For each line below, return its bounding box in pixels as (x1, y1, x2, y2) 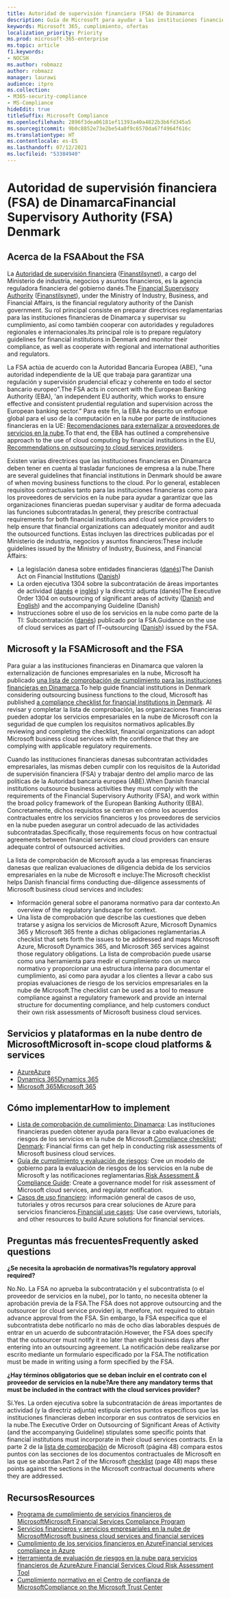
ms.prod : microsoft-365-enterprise (7, 36, 109, 43)
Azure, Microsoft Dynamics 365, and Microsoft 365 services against (16, 942, 209, 950)
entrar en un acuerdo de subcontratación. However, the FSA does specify (7, 1329, 214, 1337)
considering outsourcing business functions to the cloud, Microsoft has (7, 690, 208, 699)
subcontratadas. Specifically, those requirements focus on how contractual (7, 828, 218, 836)
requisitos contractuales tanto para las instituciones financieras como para (7, 486, 218, 494)
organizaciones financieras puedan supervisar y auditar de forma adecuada (7, 500, 221, 508)
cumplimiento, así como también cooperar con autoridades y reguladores (7, 320, 214, 328)
